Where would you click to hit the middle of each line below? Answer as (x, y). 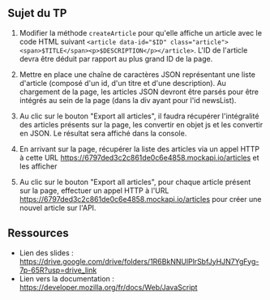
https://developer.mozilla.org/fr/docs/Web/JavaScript (108, 287)
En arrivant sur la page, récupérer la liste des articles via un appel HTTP (139, 148)
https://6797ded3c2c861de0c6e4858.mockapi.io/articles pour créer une (140, 199)
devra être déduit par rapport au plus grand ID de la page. (116, 58)
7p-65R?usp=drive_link (58, 270)
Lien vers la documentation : (67, 278)
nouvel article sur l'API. (58, 208)
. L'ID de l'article (221, 50)
